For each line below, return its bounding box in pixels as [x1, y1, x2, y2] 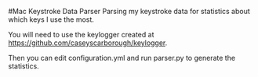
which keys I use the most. [8, 15, 94, 24]
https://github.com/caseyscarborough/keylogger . [8, 38, 168, 47]
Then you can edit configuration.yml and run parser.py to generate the [8, 54, 236, 62]
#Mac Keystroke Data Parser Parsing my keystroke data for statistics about [8, 7, 251, 16]
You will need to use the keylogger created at [8, 30, 154, 39]
